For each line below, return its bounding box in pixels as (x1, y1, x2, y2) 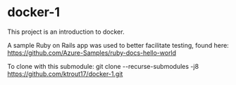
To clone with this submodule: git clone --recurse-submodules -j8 (7, 62, 199, 70)
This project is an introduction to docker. (7, 27, 125, 36)
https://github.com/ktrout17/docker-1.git (7, 70, 123, 78)
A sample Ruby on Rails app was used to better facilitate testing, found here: (7, 41, 229, 49)
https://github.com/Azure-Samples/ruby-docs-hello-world (7, 48, 177, 57)
